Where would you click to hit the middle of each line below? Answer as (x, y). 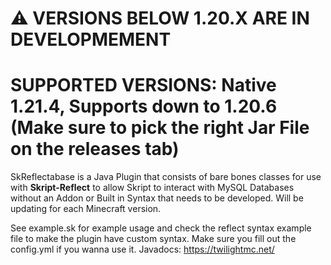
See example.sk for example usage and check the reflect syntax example (161, 228)
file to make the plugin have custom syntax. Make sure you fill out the (153, 239)
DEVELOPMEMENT (91, 39)
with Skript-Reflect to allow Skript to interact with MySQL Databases (152, 188)
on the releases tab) (95, 149)
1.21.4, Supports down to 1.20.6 (144, 106)
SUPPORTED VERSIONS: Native (143, 85)
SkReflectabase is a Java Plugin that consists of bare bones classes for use (166, 177)
